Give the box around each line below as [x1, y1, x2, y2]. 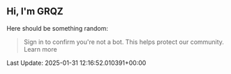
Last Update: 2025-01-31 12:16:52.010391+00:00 [6, 59, 147, 67]
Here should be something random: [6, 24, 109, 32]
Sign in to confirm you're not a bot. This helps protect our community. [23, 38, 225, 46]
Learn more [23, 45, 57, 53]
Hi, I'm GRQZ [6, 6, 64, 17]
